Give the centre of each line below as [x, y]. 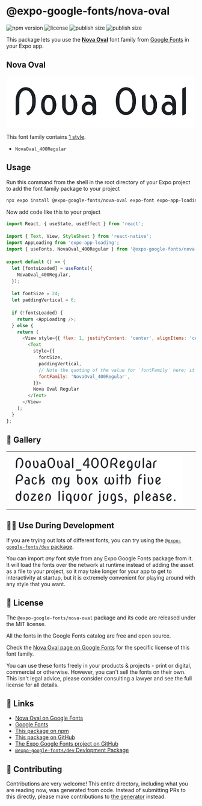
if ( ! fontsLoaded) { [37, 313]
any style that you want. [36, 584]
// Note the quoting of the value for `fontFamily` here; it [117, 370]
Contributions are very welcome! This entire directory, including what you [97, 784]
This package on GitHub [45, 737]
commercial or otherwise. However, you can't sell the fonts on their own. [96, 672]
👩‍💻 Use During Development [60, 526]
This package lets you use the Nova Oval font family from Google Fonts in [98, 39]
